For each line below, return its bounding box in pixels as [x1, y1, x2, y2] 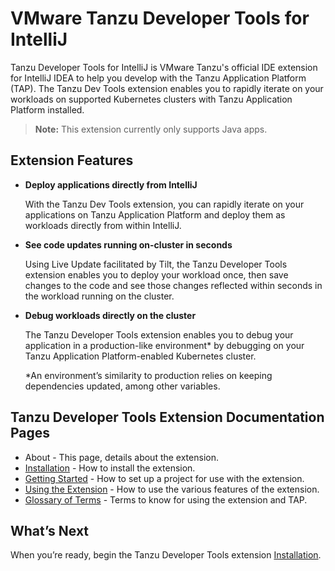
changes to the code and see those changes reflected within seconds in [24, 279, 323, 291]
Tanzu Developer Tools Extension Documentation [10, 409, 325, 426]
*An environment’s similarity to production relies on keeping [24, 369, 273, 381]
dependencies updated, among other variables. [24, 380, 221, 392]
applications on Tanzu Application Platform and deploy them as [24, 208, 286, 221]
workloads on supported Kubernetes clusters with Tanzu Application [10, 93, 293, 105]
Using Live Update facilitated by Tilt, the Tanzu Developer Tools [24, 258, 288, 270]
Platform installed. [10, 103, 85, 116]
